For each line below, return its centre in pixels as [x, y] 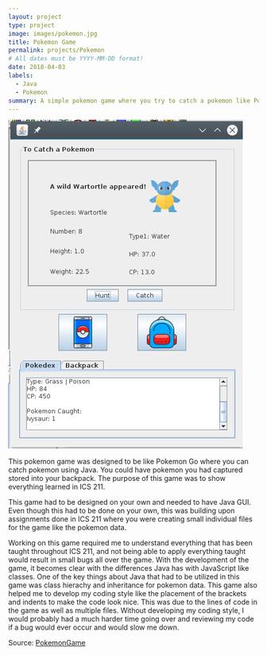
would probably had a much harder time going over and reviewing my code [131, 619]
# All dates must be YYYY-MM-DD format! [76, 59]
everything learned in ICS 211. [57, 487]
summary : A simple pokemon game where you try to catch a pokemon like [129, 101]
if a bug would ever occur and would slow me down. [94, 627]
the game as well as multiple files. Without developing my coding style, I [126, 610]
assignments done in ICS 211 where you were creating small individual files [130, 519]
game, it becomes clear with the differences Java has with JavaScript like [129, 568]
